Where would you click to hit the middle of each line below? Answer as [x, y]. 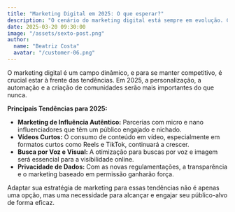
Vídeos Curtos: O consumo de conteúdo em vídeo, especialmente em [119, 136]
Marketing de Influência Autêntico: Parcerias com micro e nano [111, 122]
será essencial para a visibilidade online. [76, 159]
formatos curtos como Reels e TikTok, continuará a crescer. [104, 144]
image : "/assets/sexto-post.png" [56, 33]
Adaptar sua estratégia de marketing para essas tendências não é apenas [113, 188]
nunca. [17, 94]
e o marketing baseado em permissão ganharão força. [95, 174]
